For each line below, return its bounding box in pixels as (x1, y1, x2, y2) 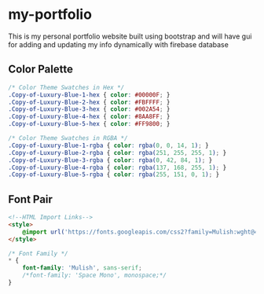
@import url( (22, 228, 65, 236)
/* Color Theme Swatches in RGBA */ (8, 134, 128, 142)
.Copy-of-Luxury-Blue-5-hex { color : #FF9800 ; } (8, 120, 170, 128)
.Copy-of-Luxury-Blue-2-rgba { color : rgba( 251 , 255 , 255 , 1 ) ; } (8, 149, 227, 156)
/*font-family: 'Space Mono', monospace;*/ (22, 271, 167, 280)
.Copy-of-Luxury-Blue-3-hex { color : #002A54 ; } (8, 105, 170, 113)
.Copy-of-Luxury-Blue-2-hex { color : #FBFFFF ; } (8, 98, 170, 106)
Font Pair (8, 193, 53, 206)
